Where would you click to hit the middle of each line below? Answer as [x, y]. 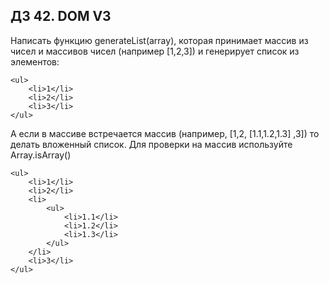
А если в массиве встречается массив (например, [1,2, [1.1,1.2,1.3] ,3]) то [165, 133]
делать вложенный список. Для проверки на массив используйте [151, 144]
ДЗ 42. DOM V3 [61, 16]
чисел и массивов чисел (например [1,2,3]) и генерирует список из [155, 51]
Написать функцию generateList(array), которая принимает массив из [159, 40]
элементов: [35, 61]
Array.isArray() [41, 155]
